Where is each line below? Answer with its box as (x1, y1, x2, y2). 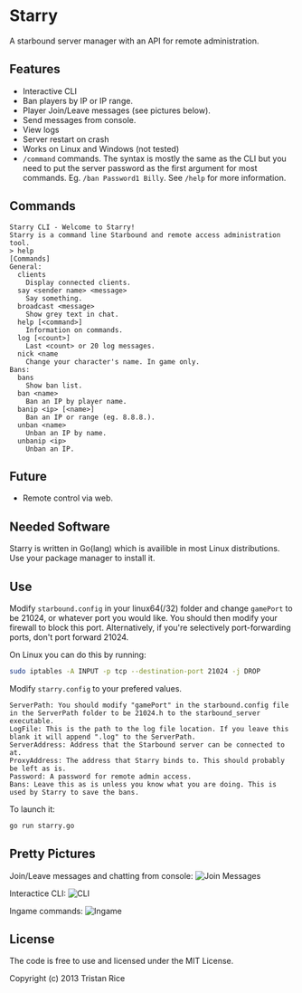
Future (9, 468, 48, 484)
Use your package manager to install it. (9, 553, 156, 564)
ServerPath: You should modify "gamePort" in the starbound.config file (9, 701, 289, 710)
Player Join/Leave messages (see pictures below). (22, 105, 211, 116)
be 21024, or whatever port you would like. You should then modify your (9, 613, 278, 623)
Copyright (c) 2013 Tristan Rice (9, 973, 126, 984)
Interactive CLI (22, 85, 78, 96)
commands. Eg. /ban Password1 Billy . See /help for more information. (22, 172, 287, 183)
